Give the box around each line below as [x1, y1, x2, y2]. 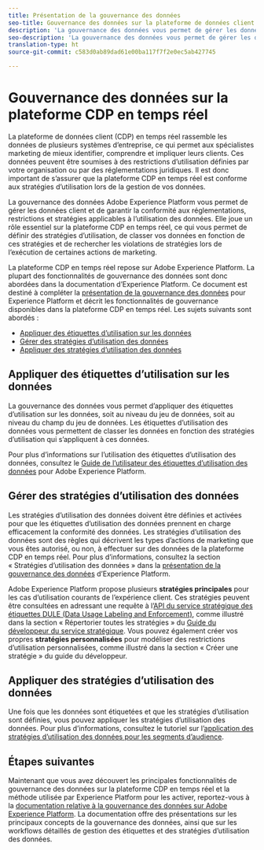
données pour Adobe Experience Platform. [8, 466, 147, 476]
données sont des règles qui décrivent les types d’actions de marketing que [8, 535, 254, 544]
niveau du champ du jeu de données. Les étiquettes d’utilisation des [8, 418, 229, 427]
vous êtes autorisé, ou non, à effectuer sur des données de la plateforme [8, 544, 244, 553]
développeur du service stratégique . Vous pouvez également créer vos [8, 625, 238, 635]
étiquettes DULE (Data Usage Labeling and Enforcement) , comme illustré [8, 609, 244, 618]
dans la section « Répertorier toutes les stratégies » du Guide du [8, 618, 217, 627]
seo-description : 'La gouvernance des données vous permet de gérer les [8, 33, 251, 42]
